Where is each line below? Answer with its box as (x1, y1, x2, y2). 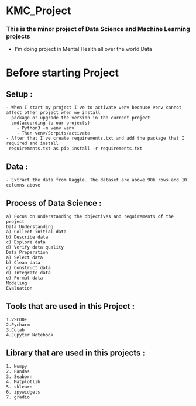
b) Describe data (6, 234, 49, 240)
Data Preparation (6, 250, 49, 256)
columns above (6, 183, 41, 188)
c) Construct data (6, 265, 51, 271)
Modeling (6, 280, 27, 286)
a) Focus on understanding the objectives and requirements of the (6, 214, 174, 220)
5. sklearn (6, 384, 33, 390)
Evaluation (6, 285, 33, 291)
